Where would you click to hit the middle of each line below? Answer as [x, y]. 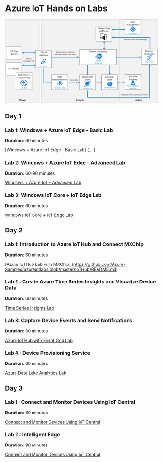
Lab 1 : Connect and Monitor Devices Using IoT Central [70, 402]
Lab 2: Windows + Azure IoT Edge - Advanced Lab [65, 163]
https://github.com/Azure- [100, 264]
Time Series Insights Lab [30, 308]
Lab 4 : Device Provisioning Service [48, 353]
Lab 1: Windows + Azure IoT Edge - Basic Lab [59, 130]
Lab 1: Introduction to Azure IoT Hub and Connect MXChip [74, 244]
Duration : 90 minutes [26, 445]
